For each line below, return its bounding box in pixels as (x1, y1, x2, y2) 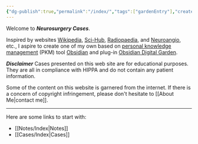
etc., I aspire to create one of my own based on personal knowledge (6, 42, 172, 49)
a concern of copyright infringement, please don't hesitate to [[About (6, 90, 174, 97)
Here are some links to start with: (6, 113, 87, 120)
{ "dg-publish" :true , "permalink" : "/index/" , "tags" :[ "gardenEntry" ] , (6, 8, 176, 15)
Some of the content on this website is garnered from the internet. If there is (6, 83, 191, 91)
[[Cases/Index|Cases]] (14, 130, 70, 138)
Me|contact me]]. (6, 96, 48, 103)
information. (6, 72, 36, 79)
